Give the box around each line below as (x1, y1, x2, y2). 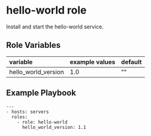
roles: (11, 114, 28, 120)
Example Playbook (6, 88, 76, 98)
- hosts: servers (6, 109, 49, 115)
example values (70, 57, 116, 66)
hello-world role (6, 4, 87, 17)
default (121, 57, 142, 66)
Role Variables (6, 40, 61, 50)
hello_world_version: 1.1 (21, 124, 86, 130)
